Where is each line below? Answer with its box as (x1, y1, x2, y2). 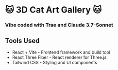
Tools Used (5, 36, 40, 45)
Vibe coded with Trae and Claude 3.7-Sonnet (5, 22, 113, 28)
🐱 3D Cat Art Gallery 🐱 (5, 4, 102, 15)
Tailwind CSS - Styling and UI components (12, 59, 97, 65)
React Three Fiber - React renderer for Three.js (12, 54, 107, 60)
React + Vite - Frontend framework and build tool (12, 49, 110, 55)
